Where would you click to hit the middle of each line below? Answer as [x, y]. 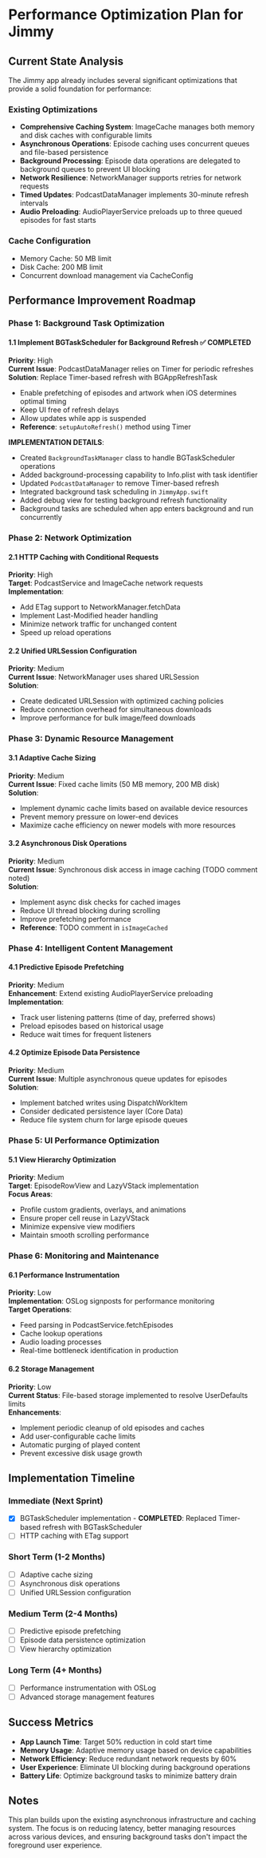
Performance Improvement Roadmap [102, 300]
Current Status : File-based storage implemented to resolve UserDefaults [128, 1395]
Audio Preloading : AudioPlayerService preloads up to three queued [131, 212]
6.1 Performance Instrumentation [64, 1275]
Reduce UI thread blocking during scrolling [90, 910]
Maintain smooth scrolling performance [84, 1235]
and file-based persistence [64, 153]
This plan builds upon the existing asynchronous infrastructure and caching [132, 1820]
